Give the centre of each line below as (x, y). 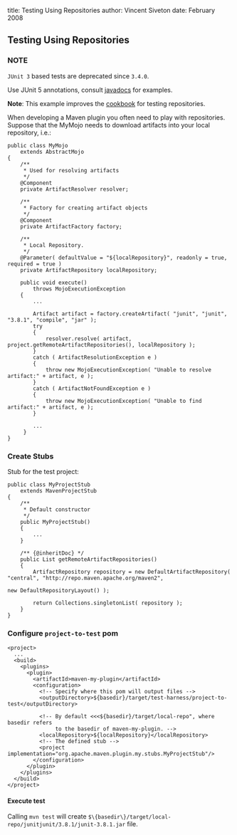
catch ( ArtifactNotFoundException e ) (92, 388)
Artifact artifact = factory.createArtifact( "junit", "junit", (130, 314)
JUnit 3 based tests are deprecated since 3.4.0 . (78, 76)
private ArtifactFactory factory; (71, 226)
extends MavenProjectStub (59, 490)
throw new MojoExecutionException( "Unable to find (123, 401)
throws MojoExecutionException (79, 289)
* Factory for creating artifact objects (85, 208)
